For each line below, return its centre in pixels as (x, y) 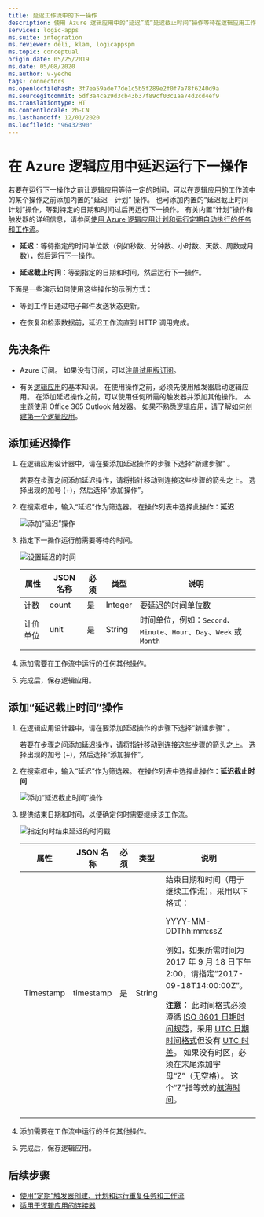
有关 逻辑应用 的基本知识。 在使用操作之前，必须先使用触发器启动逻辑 (130, 387)
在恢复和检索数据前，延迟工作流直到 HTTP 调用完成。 (106, 322)
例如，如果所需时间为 (205, 950)
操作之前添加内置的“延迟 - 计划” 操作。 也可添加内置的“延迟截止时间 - (141, 199)
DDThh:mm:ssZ (194, 931)
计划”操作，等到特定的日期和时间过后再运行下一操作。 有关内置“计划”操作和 (131, 209)
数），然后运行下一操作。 (59, 256)
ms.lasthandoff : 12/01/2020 (54, 118)
